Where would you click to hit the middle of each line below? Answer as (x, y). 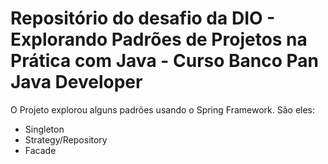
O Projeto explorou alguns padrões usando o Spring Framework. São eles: (163, 109)
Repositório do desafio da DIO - (143, 18)
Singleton (44, 129)
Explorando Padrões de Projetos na (159, 39)
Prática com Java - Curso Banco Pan (164, 61)
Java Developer (76, 82)
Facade (40, 150)
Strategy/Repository (66, 139)
